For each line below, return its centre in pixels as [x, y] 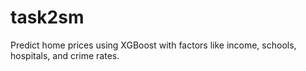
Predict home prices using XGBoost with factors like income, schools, [153, 45]
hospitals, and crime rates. [65, 55]
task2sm [47, 17]
